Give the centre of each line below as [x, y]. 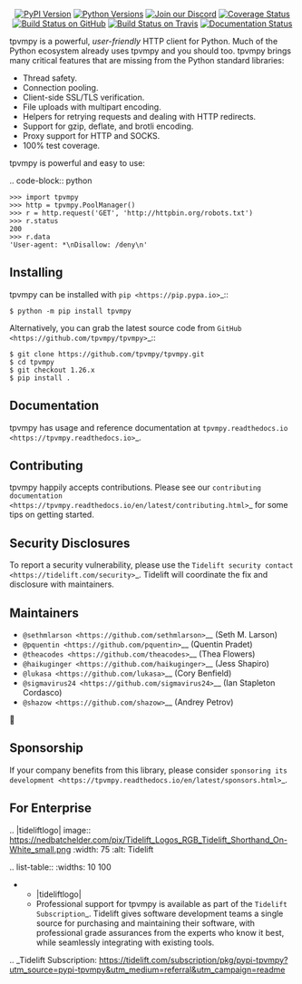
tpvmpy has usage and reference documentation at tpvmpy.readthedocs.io [149, 427]
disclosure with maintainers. [62, 584]
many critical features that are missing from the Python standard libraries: [147, 60]
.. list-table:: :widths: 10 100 [60, 867]
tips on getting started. [52, 515]
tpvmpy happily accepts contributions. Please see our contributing [135, 487]
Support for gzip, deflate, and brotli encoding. [108, 126]
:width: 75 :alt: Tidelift [113, 849]
